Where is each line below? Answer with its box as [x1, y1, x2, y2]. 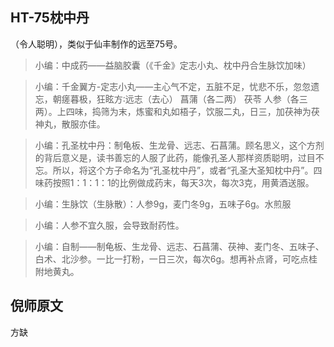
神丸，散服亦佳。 [34, 118, 106, 130]
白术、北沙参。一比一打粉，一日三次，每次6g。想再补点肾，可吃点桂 [34, 253, 318, 265]
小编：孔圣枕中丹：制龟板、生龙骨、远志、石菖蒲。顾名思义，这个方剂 [34, 139, 325, 151]
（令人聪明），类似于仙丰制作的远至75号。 [10, 38, 183, 50]
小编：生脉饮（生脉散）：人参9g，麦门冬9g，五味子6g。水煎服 [34, 198, 292, 210]
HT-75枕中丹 [10, 9, 90, 27]
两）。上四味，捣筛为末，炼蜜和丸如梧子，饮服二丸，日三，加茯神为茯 [34, 105, 320, 117]
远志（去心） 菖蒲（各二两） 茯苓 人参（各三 [124, 93, 308, 105]
